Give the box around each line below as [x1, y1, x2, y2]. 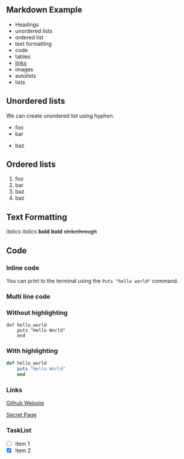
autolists [14, 72, 36, 79]
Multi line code [6, 292, 51, 300]
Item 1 [14, 440, 30, 447]
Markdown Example [6, 5, 82, 15]
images [14, 66, 34, 73]
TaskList [6, 426, 32, 435]
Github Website [6, 399, 44, 407]
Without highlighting [6, 308, 68, 317]
